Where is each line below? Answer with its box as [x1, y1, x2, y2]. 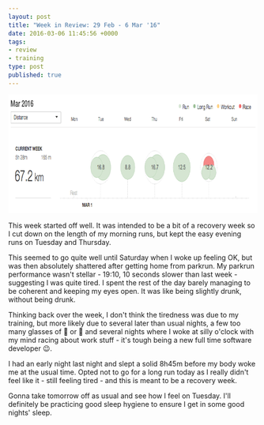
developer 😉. [8, 344, 53, 353]
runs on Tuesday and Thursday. [8, 237, 112, 246]
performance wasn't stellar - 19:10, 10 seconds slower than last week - [8, 269, 238, 279]
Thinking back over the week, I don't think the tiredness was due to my [8, 310, 239, 319]
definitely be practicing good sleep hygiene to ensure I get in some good [8, 399, 245, 408]
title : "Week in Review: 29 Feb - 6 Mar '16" [8, 21, 160, 29]
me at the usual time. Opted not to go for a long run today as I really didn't [8, 367, 249, 377]
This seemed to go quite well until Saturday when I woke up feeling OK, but [8, 253, 253, 262]
